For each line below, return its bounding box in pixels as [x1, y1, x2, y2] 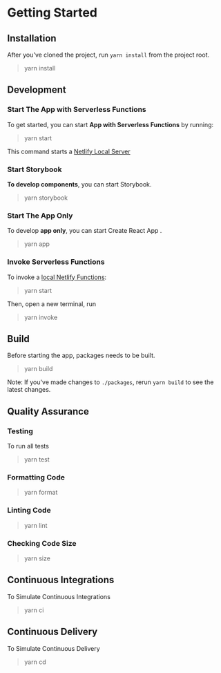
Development [7, 84, 67, 96]
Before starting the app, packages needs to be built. [7, 351, 155, 360]
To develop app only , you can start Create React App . [7, 227, 162, 235]
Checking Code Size [7, 538, 77, 548]
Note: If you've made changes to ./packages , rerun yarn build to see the [7, 378, 214, 386]
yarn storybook [23, 193, 68, 202]
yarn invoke [23, 313, 58, 321]
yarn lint [23, 521, 48, 529]
